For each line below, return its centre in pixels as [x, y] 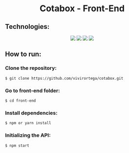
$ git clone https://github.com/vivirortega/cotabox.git [64, 78]
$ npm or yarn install [28, 123]
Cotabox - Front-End [82, 9]
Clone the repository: [31, 68]
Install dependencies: [31, 113]
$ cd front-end [21, 101]
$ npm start [17, 145]
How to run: [23, 54]
